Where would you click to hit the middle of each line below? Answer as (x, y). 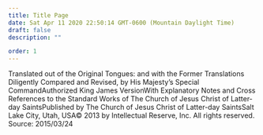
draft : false (30, 30)
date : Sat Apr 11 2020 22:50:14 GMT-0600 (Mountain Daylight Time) (122, 23)
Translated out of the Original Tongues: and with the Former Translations (126, 74)
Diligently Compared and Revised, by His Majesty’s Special (104, 82)
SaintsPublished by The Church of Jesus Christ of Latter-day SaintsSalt (138, 108)
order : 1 (23, 52)
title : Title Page (38, 15)
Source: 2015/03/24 (41, 124)
